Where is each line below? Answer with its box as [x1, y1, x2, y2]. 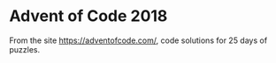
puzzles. [9, 44, 41, 54]
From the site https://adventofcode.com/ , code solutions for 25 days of [9, 35, 268, 45]
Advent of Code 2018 [9, 6, 168, 26]
